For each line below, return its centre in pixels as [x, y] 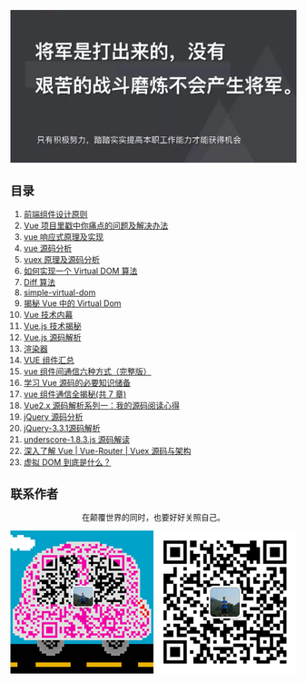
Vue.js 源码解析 [52, 338]
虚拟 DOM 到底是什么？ [67, 462]
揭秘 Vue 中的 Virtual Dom [72, 303]
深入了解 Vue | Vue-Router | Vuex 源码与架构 [107, 451]
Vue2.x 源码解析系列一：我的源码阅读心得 [102, 406]
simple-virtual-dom [59, 292]
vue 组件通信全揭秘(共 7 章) [75, 394]
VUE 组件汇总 [49, 361]
